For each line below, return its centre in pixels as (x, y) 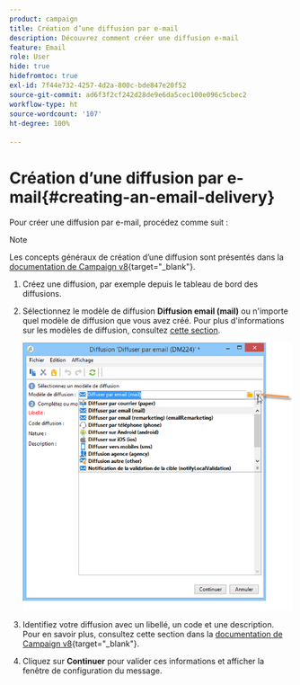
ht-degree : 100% (40, 123)
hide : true (30, 67)
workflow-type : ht (44, 104)
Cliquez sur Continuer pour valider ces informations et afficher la (143, 661)
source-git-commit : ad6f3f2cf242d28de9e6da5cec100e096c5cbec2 (128, 94)
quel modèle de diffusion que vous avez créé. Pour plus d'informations (153, 321)
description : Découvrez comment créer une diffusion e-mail (124, 38)
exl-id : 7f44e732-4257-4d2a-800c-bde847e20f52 (98, 85)
